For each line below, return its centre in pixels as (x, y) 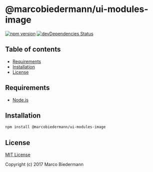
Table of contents (33, 49)
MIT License (18, 155)
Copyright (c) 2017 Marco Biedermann (44, 164)
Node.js (20, 100)
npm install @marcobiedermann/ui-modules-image (56, 127)
